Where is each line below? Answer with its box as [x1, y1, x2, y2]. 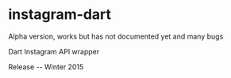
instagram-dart [8, 6, 112, 24]
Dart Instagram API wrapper [8, 46, 100, 56]
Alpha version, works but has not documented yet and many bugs [8, 32, 224, 41]
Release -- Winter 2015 [8, 61, 84, 72]
